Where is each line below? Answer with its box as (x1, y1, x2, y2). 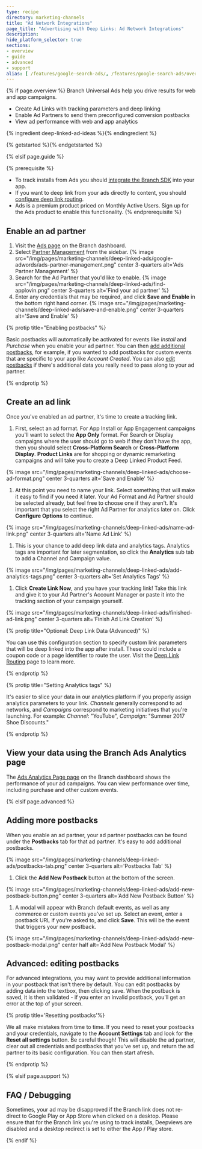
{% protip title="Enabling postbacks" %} (6, 324, 106, 332)
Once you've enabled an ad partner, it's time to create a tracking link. (6, 413, 177, 420)
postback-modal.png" (6, 941, 61, 948)
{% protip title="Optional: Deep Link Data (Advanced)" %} (6, 627, 150, 634)
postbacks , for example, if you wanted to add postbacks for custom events (6, 349, 192, 356)
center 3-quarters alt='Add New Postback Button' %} (62, 892, 194, 899)
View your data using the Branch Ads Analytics (6, 748, 187, 758)
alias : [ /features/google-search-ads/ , (6, 71, 109, 77)
